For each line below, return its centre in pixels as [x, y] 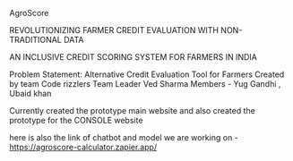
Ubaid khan [30, 93]
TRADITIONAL [36, 40]
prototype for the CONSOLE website [76, 120]
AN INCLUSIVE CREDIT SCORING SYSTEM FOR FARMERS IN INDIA [133, 57]
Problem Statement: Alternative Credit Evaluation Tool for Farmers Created [147, 74]
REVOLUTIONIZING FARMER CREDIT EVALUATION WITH [114, 30]
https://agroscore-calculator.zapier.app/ [83, 147]
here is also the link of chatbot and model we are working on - [124, 137]
